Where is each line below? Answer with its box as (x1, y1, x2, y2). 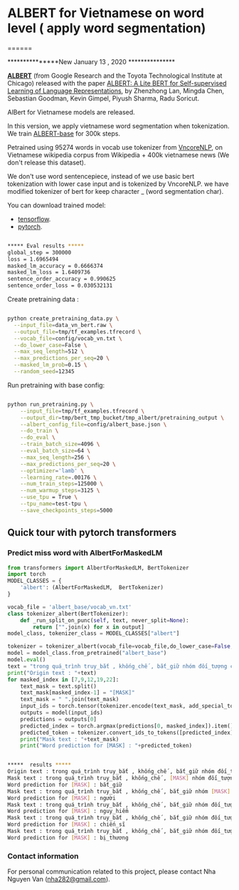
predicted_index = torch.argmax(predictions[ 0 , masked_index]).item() (20, 722, 234, 730)
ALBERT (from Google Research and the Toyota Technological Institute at (7, 71, 223, 80)
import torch (7, 571, 46, 578)
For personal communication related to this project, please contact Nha (7, 867, 216, 876)
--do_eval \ (20, 434, 55, 441)
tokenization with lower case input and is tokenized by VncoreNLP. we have (7, 180, 229, 188)
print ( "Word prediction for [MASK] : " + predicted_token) (20, 742, 193, 750)
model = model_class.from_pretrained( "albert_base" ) (7, 650, 167, 657)
